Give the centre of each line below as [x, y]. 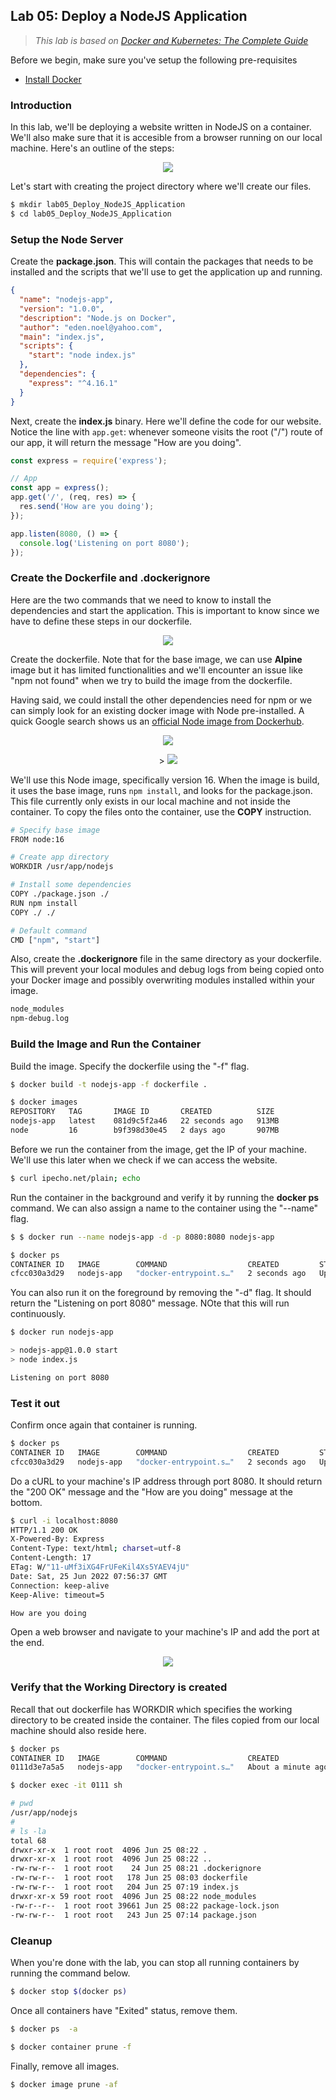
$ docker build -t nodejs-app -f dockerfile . [109, 1084]
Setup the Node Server [67, 239]
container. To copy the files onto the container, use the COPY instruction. [161, 811]
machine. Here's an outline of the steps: [92, 148]
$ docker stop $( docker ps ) [69, 1991]
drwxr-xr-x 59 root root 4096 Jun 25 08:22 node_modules [133, 1896]
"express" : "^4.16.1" [73, 383]
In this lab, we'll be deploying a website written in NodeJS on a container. [161, 127]
